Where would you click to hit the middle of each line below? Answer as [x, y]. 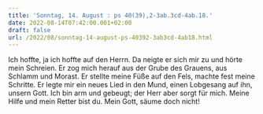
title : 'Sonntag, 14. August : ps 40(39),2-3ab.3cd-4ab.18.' [111, 15]
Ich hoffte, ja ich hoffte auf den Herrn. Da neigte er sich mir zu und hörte [125, 60]
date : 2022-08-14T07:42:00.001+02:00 [70, 23]
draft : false [30, 30]
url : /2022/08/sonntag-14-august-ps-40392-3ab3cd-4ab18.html [111, 37]
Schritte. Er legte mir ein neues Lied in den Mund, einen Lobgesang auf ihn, [130, 85]
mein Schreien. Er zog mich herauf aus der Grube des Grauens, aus [118, 68]
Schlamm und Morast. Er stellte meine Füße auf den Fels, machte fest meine [132, 76]
